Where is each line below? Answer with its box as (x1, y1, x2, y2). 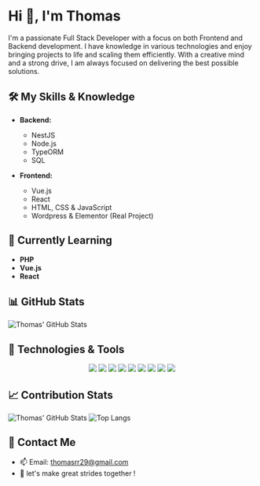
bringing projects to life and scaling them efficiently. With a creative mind (8, 50, 245, 59)
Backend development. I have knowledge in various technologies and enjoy (8, 41, 253, 50)
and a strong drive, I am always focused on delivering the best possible (8, 58, 239, 68)
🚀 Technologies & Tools (8, 342, 125, 356)
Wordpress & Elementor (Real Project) (31, 211, 154, 220)
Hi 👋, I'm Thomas (8, 7, 121, 25)
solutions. (8, 66, 40, 75)
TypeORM (31, 147, 64, 156)
